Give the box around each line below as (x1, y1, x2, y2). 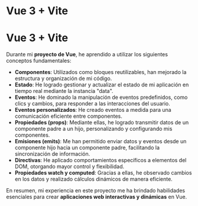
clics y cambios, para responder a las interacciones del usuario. (14, 100, 170, 107)
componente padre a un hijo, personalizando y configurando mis (14, 125, 173, 133)
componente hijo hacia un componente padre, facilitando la (14, 144, 160, 152)
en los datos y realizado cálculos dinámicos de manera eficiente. (14, 176, 173, 183)
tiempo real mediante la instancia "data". (14, 88, 113, 95)
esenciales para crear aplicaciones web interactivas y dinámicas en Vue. (6, 194, 187, 201)
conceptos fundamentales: (6, 57, 72, 65)
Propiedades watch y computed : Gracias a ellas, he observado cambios (14, 169, 192, 176)
